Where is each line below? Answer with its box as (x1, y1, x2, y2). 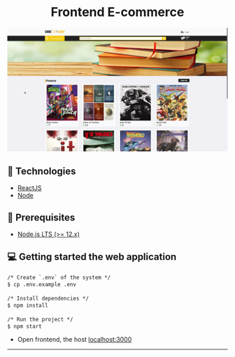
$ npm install (7, 302, 49, 309)
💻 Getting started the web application (7, 251, 177, 263)
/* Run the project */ (7, 316, 73, 323)
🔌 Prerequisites (7, 211, 76, 224)
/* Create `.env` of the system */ (7, 274, 111, 281)
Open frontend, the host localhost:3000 (17, 335, 132, 343)
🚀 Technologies (7, 165, 76, 177)
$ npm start (7, 323, 42, 330)
